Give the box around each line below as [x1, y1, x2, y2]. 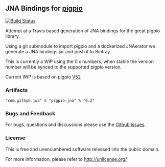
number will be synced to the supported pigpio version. [5, 64, 122, 70]
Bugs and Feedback [5, 110, 56, 117]
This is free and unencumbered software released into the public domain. [5, 146, 160, 152]
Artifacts [5, 87, 28, 94]
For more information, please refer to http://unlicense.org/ [5, 156, 127, 162]
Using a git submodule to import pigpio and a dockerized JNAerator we [5, 43, 155, 49]
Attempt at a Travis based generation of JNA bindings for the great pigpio [5, 28, 160, 34]
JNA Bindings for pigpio [5, 4, 83, 13]
